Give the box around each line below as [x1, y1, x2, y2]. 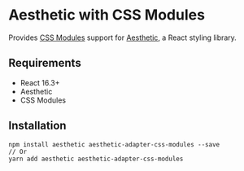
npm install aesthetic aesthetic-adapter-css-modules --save [8, 140, 220, 148]
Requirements [8, 56, 81, 70]
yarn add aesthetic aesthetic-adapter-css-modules [8, 155, 184, 163]
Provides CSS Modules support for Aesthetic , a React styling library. [8, 33, 237, 42]
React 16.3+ [20, 77, 60, 87]
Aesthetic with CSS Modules [8, 6, 206, 24]
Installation [8, 119, 67, 133]
